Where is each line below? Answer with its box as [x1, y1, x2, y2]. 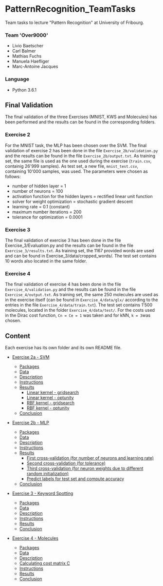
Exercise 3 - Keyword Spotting [12, 490, 73, 496]
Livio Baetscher [12, 43, 44, 49]
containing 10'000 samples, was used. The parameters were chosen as [5, 168, 148, 174]
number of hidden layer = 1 [12, 183, 67, 189]
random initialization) [26, 471, 69, 477]
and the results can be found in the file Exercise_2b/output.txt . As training [5, 153, 156, 159]
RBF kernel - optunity [26, 405, 70, 411]
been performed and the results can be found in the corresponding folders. [5, 119, 156, 125]
